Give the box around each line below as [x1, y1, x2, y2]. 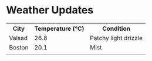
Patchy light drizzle [90, 34, 143, 42]
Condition [102, 24, 131, 33]
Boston [9, 43, 29, 51]
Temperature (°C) [34, 24, 85, 33]
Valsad [9, 34, 28, 42]
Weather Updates [6, 3, 94, 17]
